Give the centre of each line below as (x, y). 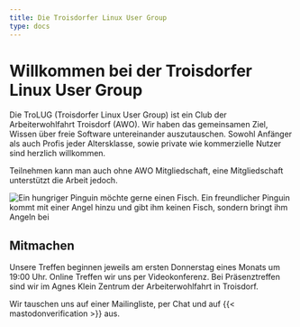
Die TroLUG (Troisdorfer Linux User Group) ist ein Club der (118, 115)
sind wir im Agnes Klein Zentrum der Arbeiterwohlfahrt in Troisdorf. (134, 286)
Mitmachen (42, 245)
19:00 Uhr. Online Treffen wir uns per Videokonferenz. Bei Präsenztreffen (145, 277)
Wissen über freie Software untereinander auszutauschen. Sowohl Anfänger (151, 134)
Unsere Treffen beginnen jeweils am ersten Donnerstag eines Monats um (145, 267)
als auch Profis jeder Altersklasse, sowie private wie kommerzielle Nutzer (145, 144)
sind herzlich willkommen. (58, 154)
